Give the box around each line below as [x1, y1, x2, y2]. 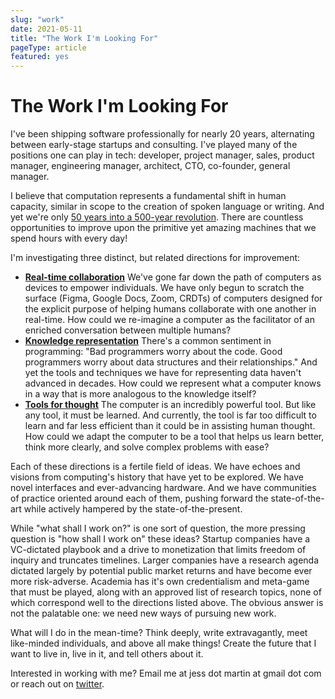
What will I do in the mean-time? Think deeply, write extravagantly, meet [10, 627, 308, 639]
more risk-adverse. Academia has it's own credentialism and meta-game [10, 576, 310, 588]
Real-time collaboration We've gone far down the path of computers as [24, 271, 322, 283]
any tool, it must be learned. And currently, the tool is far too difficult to [24, 409, 317, 421]
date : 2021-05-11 [10, 24, 83, 34]
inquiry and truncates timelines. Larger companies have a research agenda [10, 554, 320, 566]
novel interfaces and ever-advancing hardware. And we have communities [10, 482, 317, 494]
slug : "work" [10, 14, 65, 25]
